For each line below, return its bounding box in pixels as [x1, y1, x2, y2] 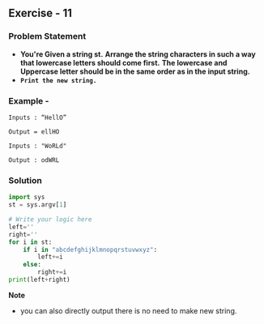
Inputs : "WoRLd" [8, 142, 67, 150]
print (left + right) [8, 275, 70, 284]
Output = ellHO [8, 127, 60, 136]
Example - [8, 95, 49, 106]
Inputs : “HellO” [8, 113, 67, 122]
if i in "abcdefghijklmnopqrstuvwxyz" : [23, 245, 158, 254]
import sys [8, 194, 45, 202]
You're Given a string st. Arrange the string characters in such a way [19, 49, 257, 59]
